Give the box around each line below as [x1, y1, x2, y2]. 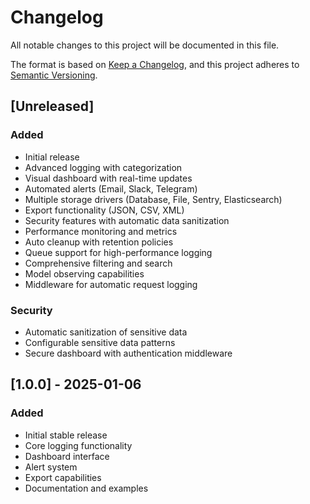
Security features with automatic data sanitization [24, 214, 230, 226]
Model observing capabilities [24, 267, 145, 280]
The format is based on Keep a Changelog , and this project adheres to [10, 58, 300, 70]
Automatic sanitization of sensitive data [24, 326, 188, 338]
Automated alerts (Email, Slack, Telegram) [24, 182, 198, 195]
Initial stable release [24, 429, 108, 441]
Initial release [24, 151, 80, 163]
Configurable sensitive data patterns [24, 336, 176, 348]
